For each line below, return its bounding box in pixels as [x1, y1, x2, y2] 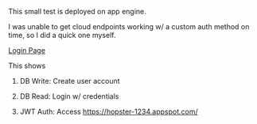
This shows [8, 61, 46, 70]
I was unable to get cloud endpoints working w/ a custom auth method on [8, 22, 250, 31]
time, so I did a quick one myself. [8, 31, 116, 39]
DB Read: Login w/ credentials [19, 92, 119, 101]
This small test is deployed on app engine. [8, 7, 147, 16]
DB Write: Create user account [19, 77, 121, 85]
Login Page [8, 46, 46, 54]
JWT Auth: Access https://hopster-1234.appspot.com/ [19, 107, 198, 116]
